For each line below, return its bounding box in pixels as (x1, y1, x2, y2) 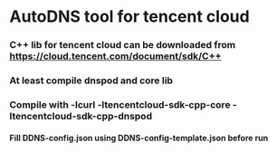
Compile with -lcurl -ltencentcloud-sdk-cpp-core (9, 98, 231, 110)
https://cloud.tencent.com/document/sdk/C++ (9, 50, 222, 62)
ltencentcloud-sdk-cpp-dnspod (9, 109, 152, 122)
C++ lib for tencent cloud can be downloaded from (9, 39, 236, 52)
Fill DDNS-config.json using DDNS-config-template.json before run (9, 132, 269, 143)
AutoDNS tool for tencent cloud (9, 6, 251, 27)
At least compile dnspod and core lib (9, 74, 174, 87)
